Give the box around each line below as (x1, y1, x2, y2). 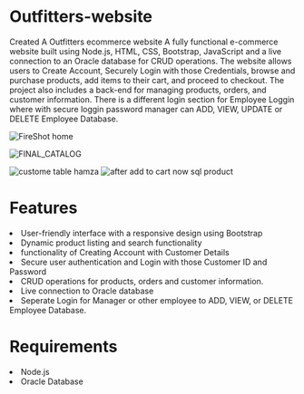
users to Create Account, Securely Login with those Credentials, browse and (9, 65, 296, 76)
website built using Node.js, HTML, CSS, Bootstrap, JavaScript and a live (9, 45, 282, 56)
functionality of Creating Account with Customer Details (21, 246, 230, 257)
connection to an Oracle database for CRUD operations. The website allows (9, 55, 292, 66)
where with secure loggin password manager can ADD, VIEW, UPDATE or (9, 103, 283, 114)
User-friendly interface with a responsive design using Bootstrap (21, 227, 263, 238)
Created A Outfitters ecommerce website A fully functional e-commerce (9, 36, 279, 47)
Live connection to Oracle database (21, 285, 154, 296)
